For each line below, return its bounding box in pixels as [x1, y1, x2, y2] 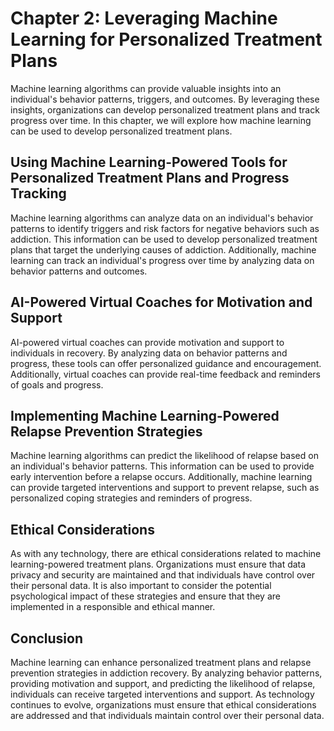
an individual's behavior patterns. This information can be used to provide [10, 460, 315, 472]
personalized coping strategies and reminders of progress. [10, 492, 253, 504]
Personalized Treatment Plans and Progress [10, 170, 290, 187]
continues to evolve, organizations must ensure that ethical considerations [10, 699, 317, 711]
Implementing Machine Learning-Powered [10, 407, 280, 424]
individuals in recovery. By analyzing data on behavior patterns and [10, 347, 288, 359]
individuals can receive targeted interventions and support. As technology [10, 688, 315, 700]
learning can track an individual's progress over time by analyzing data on [10, 254, 315, 266]
